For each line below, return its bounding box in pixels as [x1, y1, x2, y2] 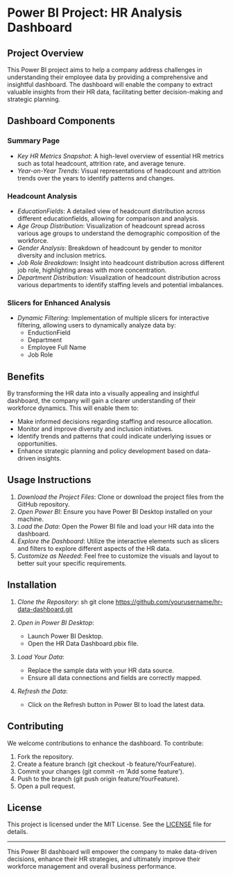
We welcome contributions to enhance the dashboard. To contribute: [7, 739, 204, 747]
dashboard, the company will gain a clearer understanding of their [7, 397, 196, 405]
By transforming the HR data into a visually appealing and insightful [7, 389, 200, 398]
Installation [7, 579, 57, 591]
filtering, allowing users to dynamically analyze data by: [17, 321, 176, 330]
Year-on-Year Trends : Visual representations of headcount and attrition [17, 167, 221, 175]
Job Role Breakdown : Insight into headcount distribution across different [17, 258, 225, 266]
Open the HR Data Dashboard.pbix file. [27, 639, 139, 647]
